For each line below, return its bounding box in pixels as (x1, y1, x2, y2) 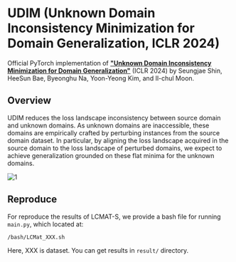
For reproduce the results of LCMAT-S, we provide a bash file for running (7, 212, 222, 221)
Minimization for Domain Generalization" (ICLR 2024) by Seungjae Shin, (7, 66, 222, 75)
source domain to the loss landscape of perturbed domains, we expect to (7, 144, 222, 152)
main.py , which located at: (7, 219, 84, 229)
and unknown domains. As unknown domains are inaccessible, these (7, 121, 210, 130)
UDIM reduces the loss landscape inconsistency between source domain (7, 113, 222, 122)
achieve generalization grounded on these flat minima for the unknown (7, 151, 215, 159)
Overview (7, 95, 52, 107)
